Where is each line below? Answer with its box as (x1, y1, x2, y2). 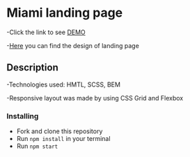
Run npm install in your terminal (16, 135, 111, 143)
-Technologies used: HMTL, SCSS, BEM (6, 80, 121, 89)
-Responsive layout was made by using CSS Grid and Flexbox (6, 94, 184, 102)
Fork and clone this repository (16, 127, 103, 135)
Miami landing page (6, 5, 123, 21)
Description (6, 61, 58, 74)
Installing (6, 111, 39, 121)
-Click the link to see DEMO (6, 28, 86, 36)
